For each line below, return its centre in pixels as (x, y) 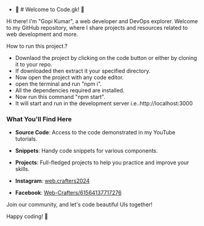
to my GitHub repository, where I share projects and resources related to (97, 28)
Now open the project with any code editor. (69, 77)
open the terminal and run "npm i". (58, 84)
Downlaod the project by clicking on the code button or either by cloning (106, 58)
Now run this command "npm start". (60, 97)
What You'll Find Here (39, 119)
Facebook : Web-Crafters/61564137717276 (68, 193)
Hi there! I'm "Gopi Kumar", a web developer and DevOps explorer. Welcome (102, 21)
